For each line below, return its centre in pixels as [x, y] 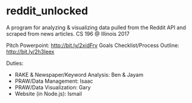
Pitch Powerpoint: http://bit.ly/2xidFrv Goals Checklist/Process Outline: [93, 45]
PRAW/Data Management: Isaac [54, 81]
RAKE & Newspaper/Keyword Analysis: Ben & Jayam [79, 74]
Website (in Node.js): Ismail [48, 93]
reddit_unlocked [47, 11]
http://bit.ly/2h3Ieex [30, 51]
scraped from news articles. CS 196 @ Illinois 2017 [68, 33]
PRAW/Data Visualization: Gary [53, 87]
